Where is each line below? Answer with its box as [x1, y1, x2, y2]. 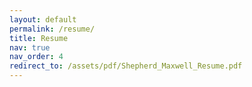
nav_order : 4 [9, 52, 64, 62]
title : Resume [9, 33, 69, 43]
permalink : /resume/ [9, 24, 96, 34]
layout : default [9, 14, 77, 25]
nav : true [9, 42, 51, 53]
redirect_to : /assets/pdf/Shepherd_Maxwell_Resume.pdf [9, 61, 243, 71]
